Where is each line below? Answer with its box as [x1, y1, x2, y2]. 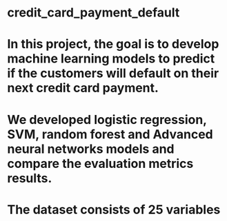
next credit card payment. [7, 81, 159, 96]
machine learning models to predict [7, 51, 215, 67]
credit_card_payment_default [7, 5, 180, 21]
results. [7, 170, 52, 186]
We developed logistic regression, [7, 112, 207, 127]
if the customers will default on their [7, 65, 219, 81]
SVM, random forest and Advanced [7, 126, 214, 142]
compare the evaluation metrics [7, 156, 194, 171]
